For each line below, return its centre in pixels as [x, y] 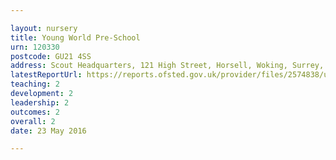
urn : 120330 [35, 47]
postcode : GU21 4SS [51, 56]
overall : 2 [33, 121]
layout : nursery [44, 28]
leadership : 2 [40, 102]
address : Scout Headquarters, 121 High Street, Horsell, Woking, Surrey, [167, 66]
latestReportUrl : [46, 75]
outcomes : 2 [35, 112]
